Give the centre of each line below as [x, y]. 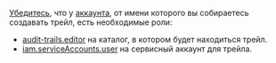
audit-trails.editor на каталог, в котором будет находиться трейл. [145, 39]
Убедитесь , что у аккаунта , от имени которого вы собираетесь [129, 13]
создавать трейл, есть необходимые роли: [91, 22]
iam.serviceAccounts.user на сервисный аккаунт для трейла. [137, 49]
